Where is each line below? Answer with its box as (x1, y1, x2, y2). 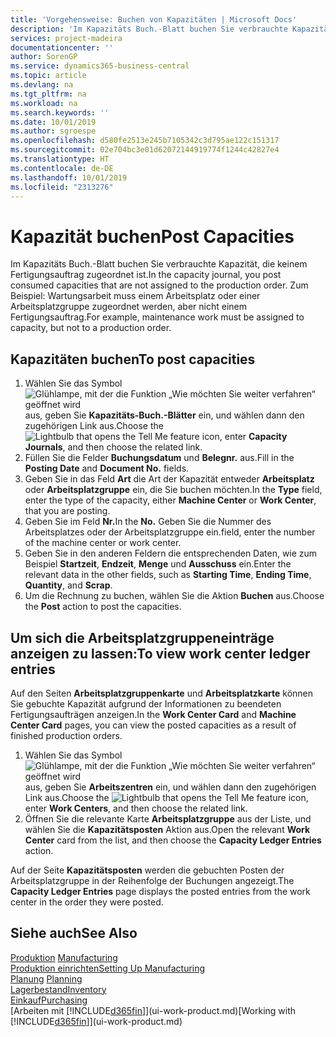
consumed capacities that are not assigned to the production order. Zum (10, 279, 309, 291)
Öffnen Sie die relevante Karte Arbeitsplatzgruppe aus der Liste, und (24, 812, 312, 825)
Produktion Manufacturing (10, 951, 118, 963)
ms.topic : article (10, 71, 87, 81)
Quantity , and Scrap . (24, 579, 113, 591)
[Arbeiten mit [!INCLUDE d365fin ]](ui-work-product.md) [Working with (10, 1004, 297, 1016)
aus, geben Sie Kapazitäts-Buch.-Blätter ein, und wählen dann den (24, 409, 305, 421)
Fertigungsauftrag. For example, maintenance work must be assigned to (10, 311, 305, 323)
